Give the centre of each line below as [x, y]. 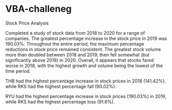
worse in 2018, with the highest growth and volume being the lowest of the [84, 65]
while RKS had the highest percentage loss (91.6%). [60, 102]
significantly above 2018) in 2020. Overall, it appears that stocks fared [80, 60]
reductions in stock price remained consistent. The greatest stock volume [83, 49]
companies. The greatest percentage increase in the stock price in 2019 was [86, 38]
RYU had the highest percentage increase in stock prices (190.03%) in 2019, [86, 96]
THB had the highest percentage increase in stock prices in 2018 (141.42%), [85, 81]
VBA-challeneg [39, 9]
